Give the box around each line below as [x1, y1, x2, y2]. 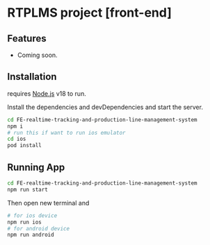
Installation [7, 71, 57, 83]
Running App [7, 161, 65, 173]
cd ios [7, 135, 26, 143]
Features [7, 33, 47, 44]
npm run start [7, 186, 49, 193]
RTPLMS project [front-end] [7, 5, 172, 21]
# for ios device [7, 212, 58, 219]
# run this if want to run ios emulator [7, 129, 127, 136]
